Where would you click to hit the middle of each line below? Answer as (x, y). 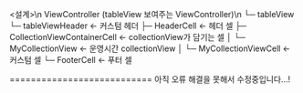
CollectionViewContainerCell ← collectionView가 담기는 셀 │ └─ (128, 37)
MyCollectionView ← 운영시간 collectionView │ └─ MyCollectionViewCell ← (150, 48)
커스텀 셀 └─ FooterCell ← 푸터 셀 (71, 60)
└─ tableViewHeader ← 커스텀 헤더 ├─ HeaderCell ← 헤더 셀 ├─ (128, 26)
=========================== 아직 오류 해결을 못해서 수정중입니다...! (150, 79)
